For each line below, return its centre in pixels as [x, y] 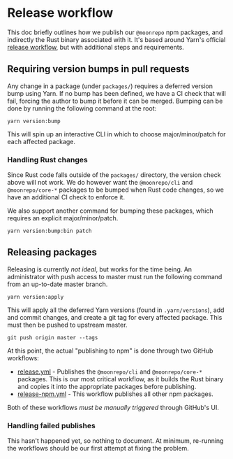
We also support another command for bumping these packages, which [111, 211]
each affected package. [41, 141]
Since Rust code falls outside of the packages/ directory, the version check [114, 175]
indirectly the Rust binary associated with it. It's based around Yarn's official [116, 39]
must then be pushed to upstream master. [67, 325]
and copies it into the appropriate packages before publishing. [107, 386]
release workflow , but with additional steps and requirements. [96, 47]
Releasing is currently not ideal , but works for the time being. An [100, 269]
